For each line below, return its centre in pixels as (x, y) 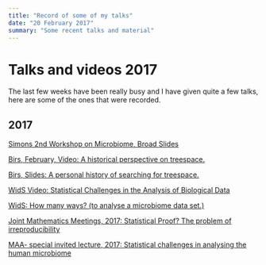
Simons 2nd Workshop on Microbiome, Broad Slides (93, 144)
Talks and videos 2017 (83, 69)
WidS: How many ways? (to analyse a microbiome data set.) (106, 205)
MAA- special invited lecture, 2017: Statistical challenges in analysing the (127, 245)
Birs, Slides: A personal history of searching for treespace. (104, 175)
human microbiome (40, 253)
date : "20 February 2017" (51, 23)
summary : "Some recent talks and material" (81, 30)
